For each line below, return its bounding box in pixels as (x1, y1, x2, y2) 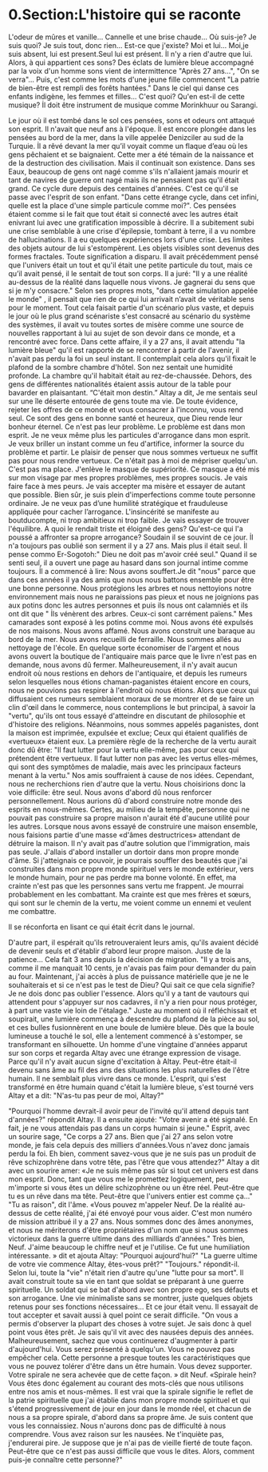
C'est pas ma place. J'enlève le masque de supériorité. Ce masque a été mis (8, 464, 260, 474)
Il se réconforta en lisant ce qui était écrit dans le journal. (8, 922, 195, 932)
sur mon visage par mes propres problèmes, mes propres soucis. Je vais (8, 472, 248, 482)
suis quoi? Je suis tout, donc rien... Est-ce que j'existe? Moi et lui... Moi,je (8, 40, 249, 50)
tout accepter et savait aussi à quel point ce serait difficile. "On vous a (8, 1310, 238, 1320)
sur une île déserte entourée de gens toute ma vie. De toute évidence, (8, 396, 238, 406)
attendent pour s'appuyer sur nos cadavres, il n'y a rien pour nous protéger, (8, 997, 258, 1006)
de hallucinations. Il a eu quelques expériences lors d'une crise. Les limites (8, 235, 254, 244)
